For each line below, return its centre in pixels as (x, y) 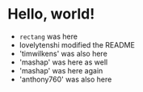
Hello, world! (51, 14)
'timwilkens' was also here (63, 53)
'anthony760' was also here (65, 79)
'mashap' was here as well (63, 62)
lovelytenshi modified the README (77, 44)
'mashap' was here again (61, 70)
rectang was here (48, 36)
